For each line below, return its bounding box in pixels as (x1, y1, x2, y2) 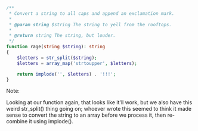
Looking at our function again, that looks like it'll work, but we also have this (6, 99, 193, 106)
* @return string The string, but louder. (8, 33, 116, 39)
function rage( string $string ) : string (6, 44, 106, 50)
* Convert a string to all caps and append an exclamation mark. (8, 10, 175, 17)
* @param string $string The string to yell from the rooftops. (8, 21, 172, 27)
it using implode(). (29, 118, 73, 125)
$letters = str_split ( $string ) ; (17, 55, 97, 61)
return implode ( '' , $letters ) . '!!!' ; (17, 71, 116, 77)
